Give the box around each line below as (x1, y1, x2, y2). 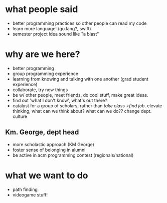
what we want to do (5, 170, 89, 181)
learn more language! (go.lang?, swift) (12, 25, 91, 31)
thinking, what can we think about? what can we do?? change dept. (12, 108, 152, 114)
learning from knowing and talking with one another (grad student (12, 76, 149, 82)
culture (12, 113, 28, 119)
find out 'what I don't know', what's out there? (12, 97, 108, 103)
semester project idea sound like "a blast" (12, 31, 99, 37)
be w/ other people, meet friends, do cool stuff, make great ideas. (12, 92, 148, 98)
